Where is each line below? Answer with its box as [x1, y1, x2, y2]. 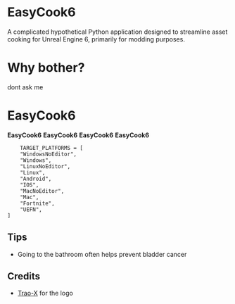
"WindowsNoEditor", [20, 151, 77, 158]
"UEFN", [20, 205, 42, 213]
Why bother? [7, 60, 85, 76]
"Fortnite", [20, 200, 55, 207]
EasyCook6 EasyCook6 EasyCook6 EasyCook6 [7, 131, 150, 139]
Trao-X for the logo [17, 289, 74, 298]
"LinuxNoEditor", [20, 163, 71, 170]
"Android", [20, 175, 52, 182]
